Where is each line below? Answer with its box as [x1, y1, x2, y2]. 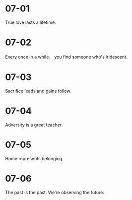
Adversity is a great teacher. [5, 122, 63, 128]
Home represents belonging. [5, 155, 64, 161]
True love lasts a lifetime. [5, 19, 56, 25]
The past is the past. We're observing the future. [5, 189, 105, 195]
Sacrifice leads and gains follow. [5, 88, 71, 94]
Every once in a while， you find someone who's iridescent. [5, 54, 128, 60]
